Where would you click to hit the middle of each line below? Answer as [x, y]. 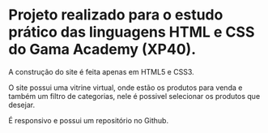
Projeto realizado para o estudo [116, 15]
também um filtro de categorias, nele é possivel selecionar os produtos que [134, 96]
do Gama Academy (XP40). [102, 49]
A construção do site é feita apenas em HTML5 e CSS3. [101, 71]
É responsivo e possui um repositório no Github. [88, 120]
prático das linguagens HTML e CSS [132, 32]
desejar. [21, 105]
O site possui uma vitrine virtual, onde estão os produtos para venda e [125, 88]
